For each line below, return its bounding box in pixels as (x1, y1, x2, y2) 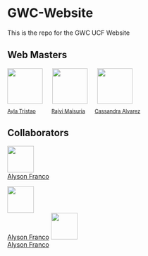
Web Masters (7, 49, 68, 61)
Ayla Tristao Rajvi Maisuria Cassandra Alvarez (7, 108, 141, 115)
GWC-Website (7, 5, 94, 21)
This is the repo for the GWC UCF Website (7, 28, 130, 37)
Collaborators (7, 126, 69, 139)
